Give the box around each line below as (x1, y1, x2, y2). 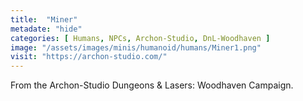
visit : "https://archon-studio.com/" (10, 52, 168, 62)
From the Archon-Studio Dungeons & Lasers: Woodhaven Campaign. (10, 79, 294, 91)
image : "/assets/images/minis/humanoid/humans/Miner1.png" (10, 42, 262, 53)
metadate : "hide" (10, 24, 83, 34)
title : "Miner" (10, 14, 78, 25)
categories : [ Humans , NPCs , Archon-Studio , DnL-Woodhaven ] (10, 33, 271, 43)
